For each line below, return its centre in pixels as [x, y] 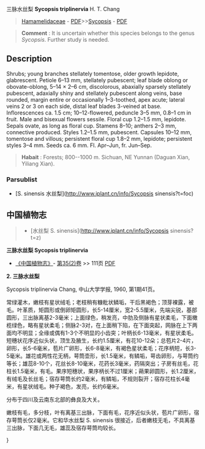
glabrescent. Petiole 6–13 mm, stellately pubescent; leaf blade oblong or [97, 80]
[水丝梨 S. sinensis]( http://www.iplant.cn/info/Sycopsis [99, 230]
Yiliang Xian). [38, 164]
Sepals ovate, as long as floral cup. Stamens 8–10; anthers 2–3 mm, [91, 126]
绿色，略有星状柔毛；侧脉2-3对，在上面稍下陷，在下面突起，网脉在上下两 [104, 325]
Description [29, 59]
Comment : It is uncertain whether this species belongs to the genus [108, 33]
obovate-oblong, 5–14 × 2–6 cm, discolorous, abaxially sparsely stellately [99, 86]
